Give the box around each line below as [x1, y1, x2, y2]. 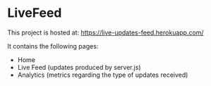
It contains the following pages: [7, 42, 99, 50]
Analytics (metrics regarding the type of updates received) [17, 70, 188, 79]
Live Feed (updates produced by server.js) [17, 63, 141, 71]
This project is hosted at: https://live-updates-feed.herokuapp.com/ [7, 28, 204, 37]
